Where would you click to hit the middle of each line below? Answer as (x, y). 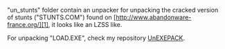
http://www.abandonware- (153, 17)
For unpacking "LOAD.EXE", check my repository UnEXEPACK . (96, 38)
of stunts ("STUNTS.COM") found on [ (62, 17)
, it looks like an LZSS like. (85, 24)
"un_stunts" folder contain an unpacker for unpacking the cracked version (113, 10)
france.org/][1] (28, 24)
